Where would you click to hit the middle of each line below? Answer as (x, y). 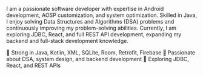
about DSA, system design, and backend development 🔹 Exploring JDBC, (98, 59)
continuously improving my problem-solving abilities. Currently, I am (92, 28)
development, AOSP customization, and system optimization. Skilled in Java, (102, 15)
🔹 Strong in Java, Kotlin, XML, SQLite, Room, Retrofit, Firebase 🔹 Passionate (101, 53)
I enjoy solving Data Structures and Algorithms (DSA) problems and (90, 21)
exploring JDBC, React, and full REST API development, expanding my (94, 34)
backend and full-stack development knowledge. (67, 41)
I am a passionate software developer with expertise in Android (85, 9)
